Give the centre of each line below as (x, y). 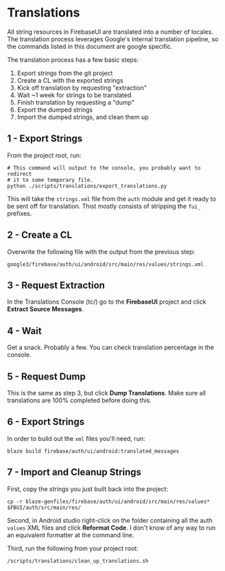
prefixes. (20, 213)
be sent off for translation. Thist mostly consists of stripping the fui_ (104, 206)
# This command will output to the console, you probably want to (104, 168)
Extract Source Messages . (46, 309)
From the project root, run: (44, 155)
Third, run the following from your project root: (73, 548)
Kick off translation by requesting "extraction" (82, 87)
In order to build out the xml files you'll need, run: (76, 438)
